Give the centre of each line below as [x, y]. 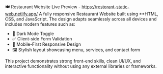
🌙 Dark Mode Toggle [33, 34]
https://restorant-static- [106, 7]
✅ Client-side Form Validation [42, 39]
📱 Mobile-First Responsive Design [46, 44]
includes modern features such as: [40, 24]
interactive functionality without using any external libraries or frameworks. [81, 66]
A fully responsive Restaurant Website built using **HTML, [99, 14]
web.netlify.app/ [22, 14]
